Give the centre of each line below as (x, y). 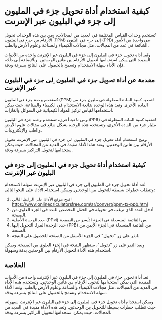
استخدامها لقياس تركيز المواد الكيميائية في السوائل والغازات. (59, 110)
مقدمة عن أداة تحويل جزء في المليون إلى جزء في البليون (80, 80)
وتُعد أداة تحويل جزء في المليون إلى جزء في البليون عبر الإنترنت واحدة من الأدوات (78, 55)
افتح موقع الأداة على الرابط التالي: (42, 199)
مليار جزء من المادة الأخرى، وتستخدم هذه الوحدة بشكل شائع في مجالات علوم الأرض (80, 124)
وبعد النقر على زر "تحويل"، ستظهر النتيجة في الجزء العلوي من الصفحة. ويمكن (74, 245)
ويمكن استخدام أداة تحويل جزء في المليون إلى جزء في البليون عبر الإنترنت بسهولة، (79, 302)
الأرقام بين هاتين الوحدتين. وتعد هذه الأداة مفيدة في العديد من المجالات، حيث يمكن (78, 144)
